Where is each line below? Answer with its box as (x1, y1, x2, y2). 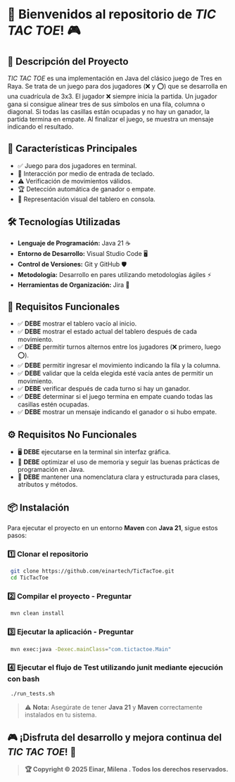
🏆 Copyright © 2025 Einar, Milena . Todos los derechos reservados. (24, 765, 229, 774)
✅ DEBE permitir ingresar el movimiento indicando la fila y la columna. (17, 361, 221, 370)
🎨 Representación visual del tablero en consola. (17, 195, 156, 203)
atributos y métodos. (17, 480, 78, 489)
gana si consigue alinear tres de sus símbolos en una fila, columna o (7, 100, 205, 108)
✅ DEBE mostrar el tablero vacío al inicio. (17, 319, 137, 328)
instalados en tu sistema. (24, 710, 97, 719)
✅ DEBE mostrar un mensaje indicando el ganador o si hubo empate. (17, 408, 217, 416)
